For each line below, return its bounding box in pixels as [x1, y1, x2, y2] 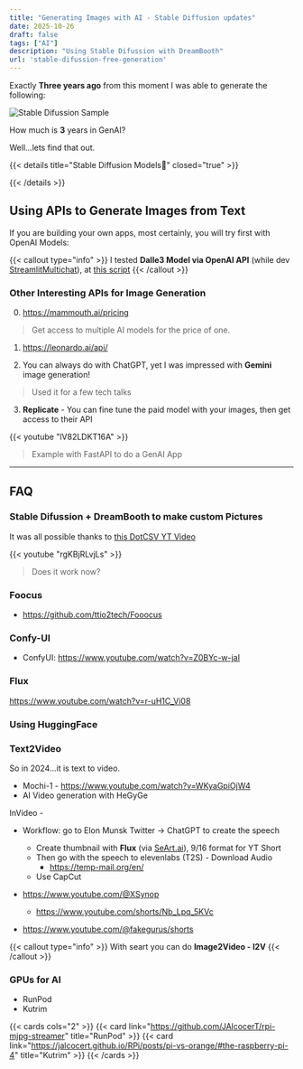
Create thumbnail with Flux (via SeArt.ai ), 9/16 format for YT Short [35, 842, 281, 853]
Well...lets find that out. [9, 142, 96, 153]
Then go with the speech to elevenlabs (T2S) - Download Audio [35, 851, 273, 863]
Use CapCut [35, 871, 82, 882]
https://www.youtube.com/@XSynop [22, 888, 160, 899]
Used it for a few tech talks [31, 387, 133, 398]
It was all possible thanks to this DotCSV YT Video [9, 530, 197, 542]
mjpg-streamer [9, 1031, 66, 1042]
